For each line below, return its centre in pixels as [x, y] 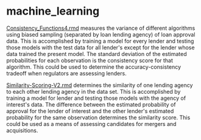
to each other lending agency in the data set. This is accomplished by [93, 91]
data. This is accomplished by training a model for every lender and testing [100, 41]
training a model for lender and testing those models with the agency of [96, 98]
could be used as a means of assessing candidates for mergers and [91, 124]
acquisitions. [22, 130]
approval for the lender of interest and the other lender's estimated [90, 111]
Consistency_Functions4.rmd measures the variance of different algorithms [101, 28]
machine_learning [53, 11]
